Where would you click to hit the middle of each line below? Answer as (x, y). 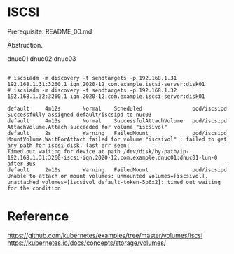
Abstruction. (25, 45)
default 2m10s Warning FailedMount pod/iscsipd (117, 170)
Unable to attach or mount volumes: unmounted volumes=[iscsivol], (108, 176)
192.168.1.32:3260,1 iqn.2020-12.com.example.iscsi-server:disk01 (106, 97)
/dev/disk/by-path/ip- (156, 152)
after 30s (22, 164)
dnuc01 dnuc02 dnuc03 (42, 58)
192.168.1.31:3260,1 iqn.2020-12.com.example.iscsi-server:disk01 (106, 85)
